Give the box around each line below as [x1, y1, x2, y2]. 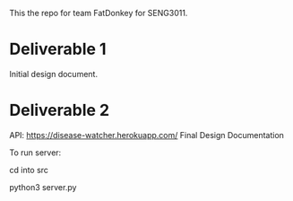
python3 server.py [9, 181, 77, 192]
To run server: [9, 147, 62, 158]
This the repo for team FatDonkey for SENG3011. [9, 8, 188, 18]
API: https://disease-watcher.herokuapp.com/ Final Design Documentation [9, 129, 285, 140]
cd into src [9, 164, 49, 175]
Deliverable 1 [9, 39, 107, 59]
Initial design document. [9, 68, 99, 79]
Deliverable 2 [9, 100, 110, 120]
